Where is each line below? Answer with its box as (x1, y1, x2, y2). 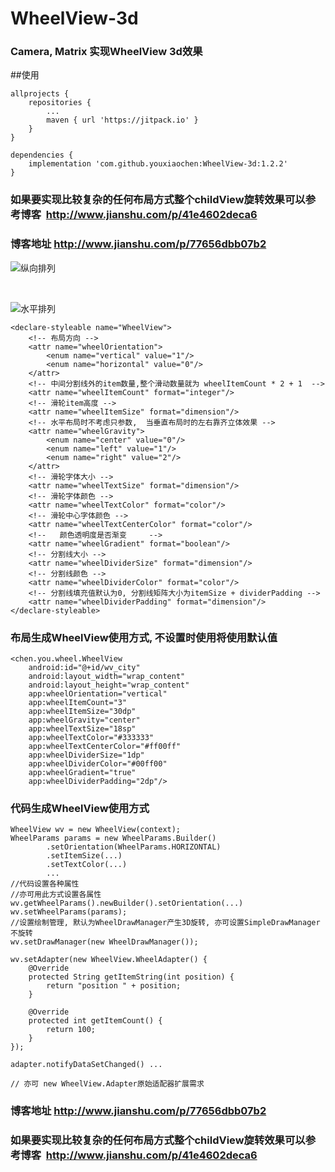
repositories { (28, 98, 92, 108)
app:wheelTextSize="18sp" (28, 724, 137, 734)
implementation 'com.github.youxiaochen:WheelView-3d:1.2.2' (28, 159, 288, 169)
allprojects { (10, 89, 70, 99)
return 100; (46, 1025, 97, 1035)
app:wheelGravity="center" (28, 715, 141, 725)
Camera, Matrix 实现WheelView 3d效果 (10, 45, 203, 59)
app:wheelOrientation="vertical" (28, 689, 168, 699)
